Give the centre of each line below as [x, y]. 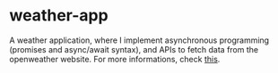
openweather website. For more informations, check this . [115, 59]
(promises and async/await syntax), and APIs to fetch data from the [134, 49]
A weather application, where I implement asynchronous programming [139, 40]
